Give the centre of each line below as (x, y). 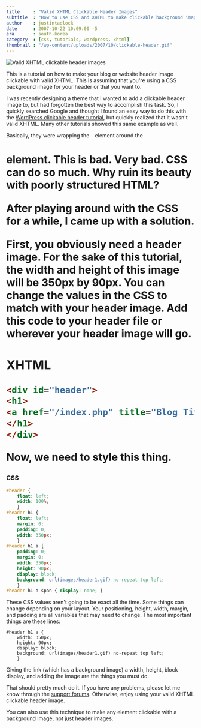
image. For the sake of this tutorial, (94, 257)
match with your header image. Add (97, 308)
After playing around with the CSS (92, 209)
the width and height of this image (93, 270)
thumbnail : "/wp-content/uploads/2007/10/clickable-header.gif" (89, 46)
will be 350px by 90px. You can (86, 283)
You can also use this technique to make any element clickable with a (92, 712)
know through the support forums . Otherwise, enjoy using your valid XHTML (100, 694)
